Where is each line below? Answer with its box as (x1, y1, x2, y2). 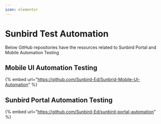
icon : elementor (5, 7, 38, 12)
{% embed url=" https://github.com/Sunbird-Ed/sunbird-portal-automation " (5, 109, 156, 115)
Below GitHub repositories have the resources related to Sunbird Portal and (5, 44, 156, 50)
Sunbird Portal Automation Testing (5, 96, 113, 104)
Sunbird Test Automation (5, 28, 109, 39)
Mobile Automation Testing (5, 49, 60, 55)
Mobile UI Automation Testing (5, 63, 98, 72)
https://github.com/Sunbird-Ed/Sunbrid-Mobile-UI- (37, 77, 141, 83)
